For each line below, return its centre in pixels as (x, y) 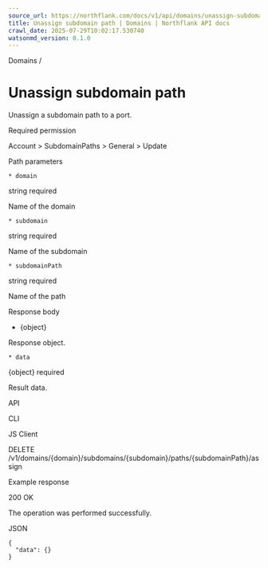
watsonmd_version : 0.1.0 (49, 38)
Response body (34, 312)
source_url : (28, 16)
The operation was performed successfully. (80, 513)
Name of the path (37, 296)
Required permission (42, 131)
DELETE (22, 450)
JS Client (23, 434)
